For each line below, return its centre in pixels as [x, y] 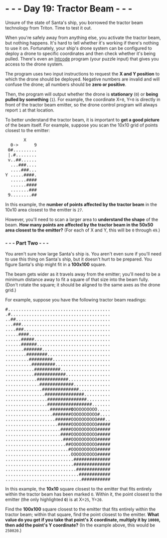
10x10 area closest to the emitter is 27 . [44, 209]
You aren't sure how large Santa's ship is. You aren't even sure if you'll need [83, 254]
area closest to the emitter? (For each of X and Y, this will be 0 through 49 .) [83, 230]
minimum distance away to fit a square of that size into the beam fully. [77, 279]
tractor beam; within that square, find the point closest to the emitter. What [82, 514]
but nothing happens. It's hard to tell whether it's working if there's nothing [82, 42]
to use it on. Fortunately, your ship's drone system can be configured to [79, 48]
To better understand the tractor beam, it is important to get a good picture [82, 119]
